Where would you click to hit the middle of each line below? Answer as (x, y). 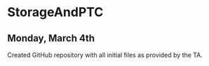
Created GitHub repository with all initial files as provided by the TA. (105, 55)
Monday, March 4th (51, 38)
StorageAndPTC (55, 12)
